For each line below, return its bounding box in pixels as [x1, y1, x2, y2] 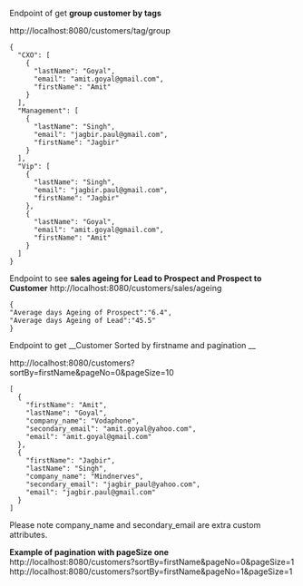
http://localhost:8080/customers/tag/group [9, 25, 171, 35]
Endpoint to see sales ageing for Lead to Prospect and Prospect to [9, 273, 262, 284]
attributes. [9, 530, 48, 540]
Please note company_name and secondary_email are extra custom [9, 520, 261, 530]
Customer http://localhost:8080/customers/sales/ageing [9, 283, 222, 293]
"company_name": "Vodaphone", [25, 416, 141, 425]
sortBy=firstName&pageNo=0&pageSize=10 [9, 367, 174, 377]
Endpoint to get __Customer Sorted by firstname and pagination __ [9, 340, 257, 350]
